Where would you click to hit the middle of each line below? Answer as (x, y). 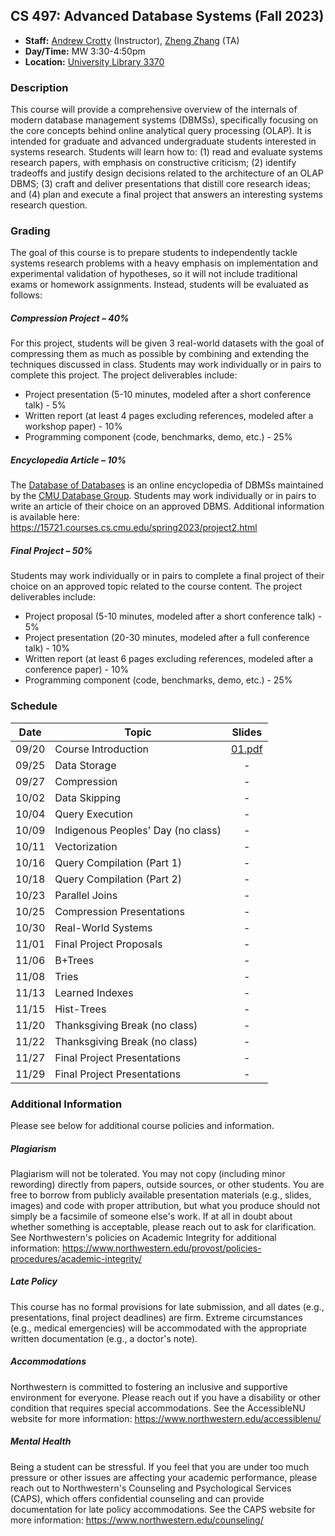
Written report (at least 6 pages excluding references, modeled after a (169, 659)
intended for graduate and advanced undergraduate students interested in (163, 141)
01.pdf (247, 749)
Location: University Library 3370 (94, 61)
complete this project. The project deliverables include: (124, 375)
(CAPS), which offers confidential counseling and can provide (137, 1498)
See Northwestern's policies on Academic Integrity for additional (143, 1237)
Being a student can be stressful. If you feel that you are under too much (160, 1466)
